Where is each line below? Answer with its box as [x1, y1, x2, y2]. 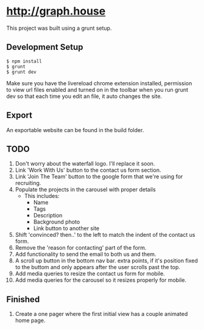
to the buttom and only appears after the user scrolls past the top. [15, 264, 181, 271]
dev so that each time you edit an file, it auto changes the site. [6, 93, 163, 100]
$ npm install [6, 58, 43, 65]
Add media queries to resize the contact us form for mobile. [15, 270, 166, 278]
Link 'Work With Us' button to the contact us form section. [15, 166, 161, 174]
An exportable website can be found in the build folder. [6, 126, 144, 133]
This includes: [24, 192, 60, 200]
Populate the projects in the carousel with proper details [15, 186, 157, 193]
